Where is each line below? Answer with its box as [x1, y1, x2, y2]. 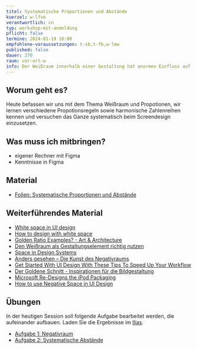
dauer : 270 [6, 52, 33, 58]
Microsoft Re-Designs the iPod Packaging [14, 274, 116, 281]
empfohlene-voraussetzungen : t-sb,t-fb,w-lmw [6, 42, 119, 48]
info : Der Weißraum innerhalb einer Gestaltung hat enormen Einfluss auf [6, 63, 191, 69]
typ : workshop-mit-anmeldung [6, 25, 78, 31]
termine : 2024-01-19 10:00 [6, 36, 72, 42]
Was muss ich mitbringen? [6, 137, 106, 147]
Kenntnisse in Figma [14, 158, 64, 165]
